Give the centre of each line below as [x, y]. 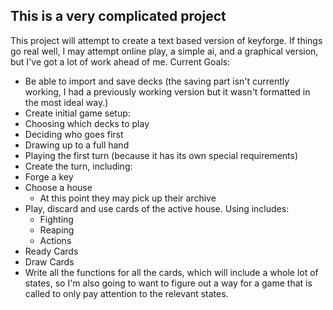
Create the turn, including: [78, 166]
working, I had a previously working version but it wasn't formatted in [167, 91]
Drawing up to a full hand [77, 145]
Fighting [56, 219]
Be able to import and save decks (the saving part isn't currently [157, 81]
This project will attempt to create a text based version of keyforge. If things [166, 40]
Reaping [57, 230]
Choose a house [58, 187]
